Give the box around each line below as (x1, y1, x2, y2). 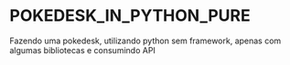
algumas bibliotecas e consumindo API (9, 44, 156, 55)
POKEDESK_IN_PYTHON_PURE (9, 5, 252, 26)
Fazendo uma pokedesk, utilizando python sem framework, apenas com (9, 35, 282, 46)
